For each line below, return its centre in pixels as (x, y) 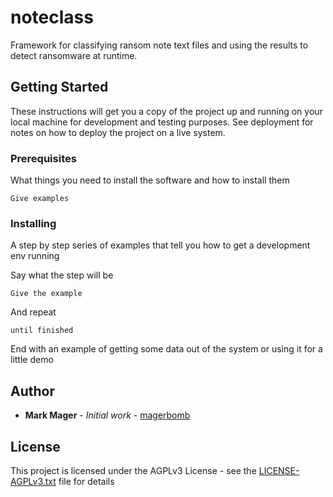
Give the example (46, 294)
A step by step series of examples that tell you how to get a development (160, 245)
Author (32, 391)
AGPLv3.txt (33, 481)
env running (35, 256)
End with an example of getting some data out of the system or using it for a (166, 349)
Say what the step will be (62, 275)
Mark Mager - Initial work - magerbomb (107, 415)
